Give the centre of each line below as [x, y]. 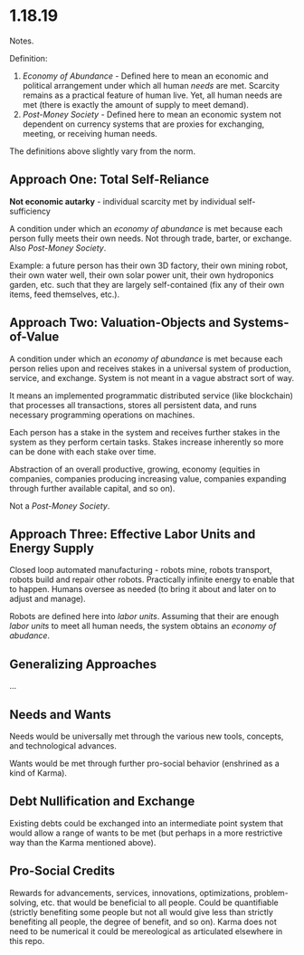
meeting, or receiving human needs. [90, 133]
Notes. [22, 41]
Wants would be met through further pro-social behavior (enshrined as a [145, 763]
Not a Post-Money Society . [60, 506]
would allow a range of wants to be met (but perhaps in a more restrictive [146, 833]
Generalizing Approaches [83, 664]
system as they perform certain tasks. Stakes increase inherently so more [147, 442]
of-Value [34, 337]
